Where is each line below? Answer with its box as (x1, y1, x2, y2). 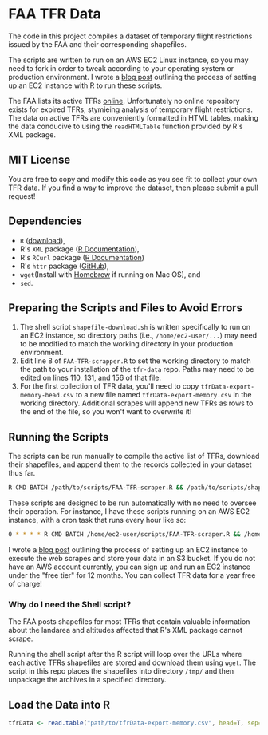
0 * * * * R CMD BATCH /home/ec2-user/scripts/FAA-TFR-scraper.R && (8, 531, 241, 539)
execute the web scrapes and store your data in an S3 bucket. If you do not (8, 553, 256, 563)
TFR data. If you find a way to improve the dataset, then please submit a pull (8, 183, 258, 192)
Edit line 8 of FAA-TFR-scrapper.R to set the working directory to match (19, 356, 251, 366)
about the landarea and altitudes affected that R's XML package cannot (8, 626, 243, 635)
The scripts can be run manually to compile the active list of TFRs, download (8, 452, 260, 461)
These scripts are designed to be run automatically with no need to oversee (8, 498, 257, 508)
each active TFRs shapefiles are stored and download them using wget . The (8, 658, 257, 667)
